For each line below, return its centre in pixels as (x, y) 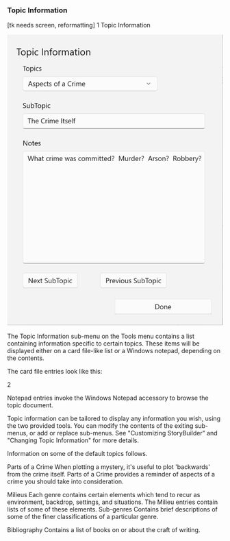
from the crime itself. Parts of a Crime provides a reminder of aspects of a (111, 474)
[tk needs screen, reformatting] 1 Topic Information (79, 25)
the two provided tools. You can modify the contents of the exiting (100, 426)
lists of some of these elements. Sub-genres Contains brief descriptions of (112, 509)
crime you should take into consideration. (66, 481)
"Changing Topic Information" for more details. (73, 440)
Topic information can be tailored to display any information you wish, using (114, 419)
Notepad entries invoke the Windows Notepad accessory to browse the (108, 398)
